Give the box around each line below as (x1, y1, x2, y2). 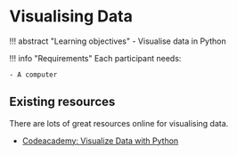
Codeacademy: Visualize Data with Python (21, 135, 179, 146)
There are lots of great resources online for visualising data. (9, 118, 229, 128)
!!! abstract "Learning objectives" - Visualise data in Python (9, 36, 226, 46)
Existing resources (9, 94, 116, 110)
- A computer (9, 69, 58, 79)
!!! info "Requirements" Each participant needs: (9, 53, 182, 63)
